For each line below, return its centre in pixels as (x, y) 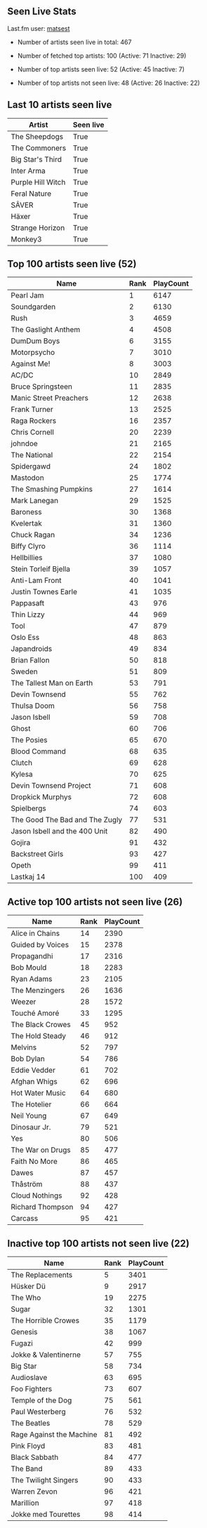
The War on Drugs (41, 1150)
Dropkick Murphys (41, 797)
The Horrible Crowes (45, 1320)
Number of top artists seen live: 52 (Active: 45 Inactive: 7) (101, 69)
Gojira (21, 843)
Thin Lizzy (28, 615)
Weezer (24, 1002)
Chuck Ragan (33, 535)
